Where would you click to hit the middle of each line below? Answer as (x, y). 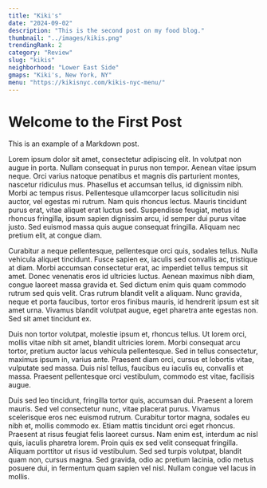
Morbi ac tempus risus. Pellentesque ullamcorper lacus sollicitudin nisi (124, 193)
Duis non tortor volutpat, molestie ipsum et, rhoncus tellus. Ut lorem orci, (128, 334)
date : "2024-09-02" (41, 23)
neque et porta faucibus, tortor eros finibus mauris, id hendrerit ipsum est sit (133, 302)
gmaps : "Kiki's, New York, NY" (60, 75)
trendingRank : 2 (35, 45)
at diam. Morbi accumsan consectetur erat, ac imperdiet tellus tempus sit (128, 268)
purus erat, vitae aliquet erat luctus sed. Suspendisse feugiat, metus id (124, 210)
